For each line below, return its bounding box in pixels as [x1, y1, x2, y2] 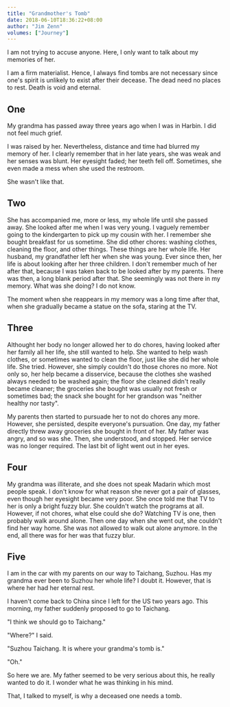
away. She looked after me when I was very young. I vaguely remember [7, 223, 209, 231]
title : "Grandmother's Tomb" [7, 10, 91, 17]
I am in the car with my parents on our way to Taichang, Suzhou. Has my [7, 569, 212, 578]
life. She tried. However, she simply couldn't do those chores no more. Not [7, 362, 218, 370]
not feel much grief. [7, 129, 63, 138]
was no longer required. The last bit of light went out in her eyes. [7, 441, 190, 450]
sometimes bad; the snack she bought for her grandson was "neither [7, 392, 203, 400]
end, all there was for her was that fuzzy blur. [7, 531, 135, 539]
